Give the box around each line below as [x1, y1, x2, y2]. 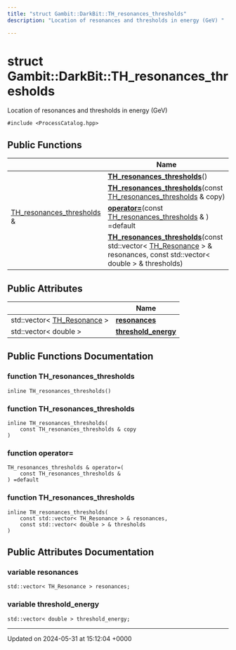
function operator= [7, 448, 74, 457]
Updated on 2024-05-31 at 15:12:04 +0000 [7, 634, 132, 643]
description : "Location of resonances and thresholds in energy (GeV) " [7, 17, 225, 24]
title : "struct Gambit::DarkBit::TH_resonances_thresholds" [7, 10, 188, 18]
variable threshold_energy [7, 599, 100, 609]
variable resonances [7, 567, 79, 577]
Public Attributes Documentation [7, 546, 155, 559]
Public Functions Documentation [7, 351, 154, 363]
